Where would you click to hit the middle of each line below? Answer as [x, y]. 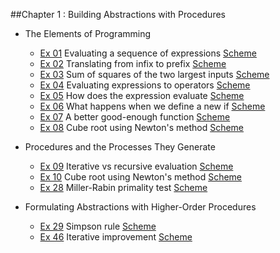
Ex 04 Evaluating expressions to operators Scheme [145, 85]
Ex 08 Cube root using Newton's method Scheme [142, 127]
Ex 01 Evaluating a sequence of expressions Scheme [148, 53]
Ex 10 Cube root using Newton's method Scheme [141, 177]
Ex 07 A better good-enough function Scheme [135, 117]
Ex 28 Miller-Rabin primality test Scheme [123, 187]
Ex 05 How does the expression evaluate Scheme [142, 95]
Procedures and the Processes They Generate [120, 147]
